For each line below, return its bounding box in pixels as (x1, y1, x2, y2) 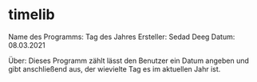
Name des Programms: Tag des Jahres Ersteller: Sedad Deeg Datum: (8, 32, 235, 41)
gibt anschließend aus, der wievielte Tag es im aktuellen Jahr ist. (8, 64, 221, 73)
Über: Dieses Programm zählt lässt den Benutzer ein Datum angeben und (8, 56, 250, 65)
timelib (8, 6, 55, 24)
